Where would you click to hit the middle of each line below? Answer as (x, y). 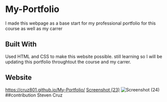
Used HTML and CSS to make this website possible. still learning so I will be (84, 56)
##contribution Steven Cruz (34, 95)
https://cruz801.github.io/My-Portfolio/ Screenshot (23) (62, 89)
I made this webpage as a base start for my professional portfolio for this (80, 23)
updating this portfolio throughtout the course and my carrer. (68, 62)
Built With (21, 44)
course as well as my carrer (34, 28)
